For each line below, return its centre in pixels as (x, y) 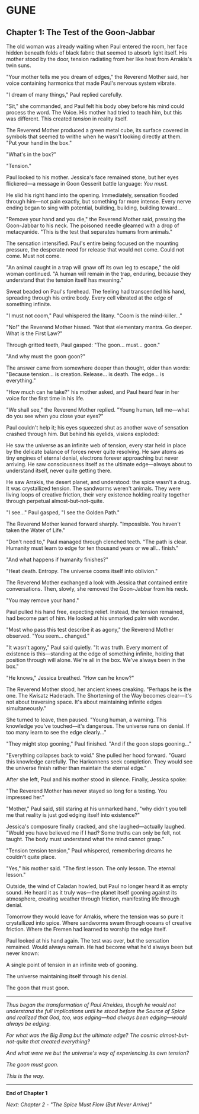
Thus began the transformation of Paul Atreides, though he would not (91, 1005)
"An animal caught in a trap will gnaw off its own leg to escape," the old (93, 267)
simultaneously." (26, 708)
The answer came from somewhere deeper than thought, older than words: (98, 368)
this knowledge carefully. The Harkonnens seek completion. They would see (99, 762)
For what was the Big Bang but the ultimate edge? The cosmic (82, 1035)
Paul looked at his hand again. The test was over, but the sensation (88, 940)
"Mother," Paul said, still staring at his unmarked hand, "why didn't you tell (96, 809)
